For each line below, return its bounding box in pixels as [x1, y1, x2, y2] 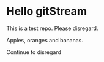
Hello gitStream [6, 4, 87, 18]
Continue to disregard [6, 48, 61, 56]
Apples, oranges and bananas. [6, 36, 84, 44]
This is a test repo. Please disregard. [6, 25, 98, 32]
